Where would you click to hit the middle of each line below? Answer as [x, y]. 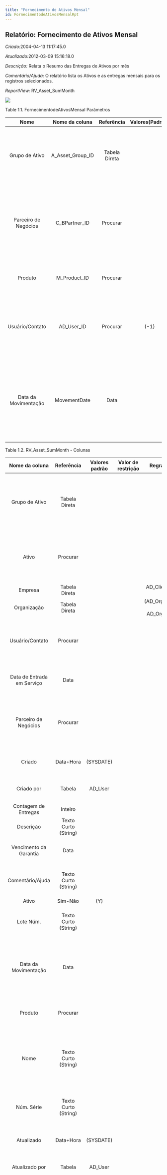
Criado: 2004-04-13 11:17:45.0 [36, 47]
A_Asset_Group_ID [73, 155]
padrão [99, 469]
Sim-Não [68, 901]
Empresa [29, 590]
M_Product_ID [73, 278]
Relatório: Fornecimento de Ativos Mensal [72, 35]
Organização [29, 607]
